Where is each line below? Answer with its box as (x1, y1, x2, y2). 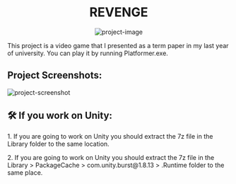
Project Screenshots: (7, 69, 102, 81)
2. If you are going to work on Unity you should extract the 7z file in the (7, 153, 215, 161)
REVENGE (89, 4, 148, 21)
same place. (7, 168, 43, 177)
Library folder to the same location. (7, 139, 110, 148)
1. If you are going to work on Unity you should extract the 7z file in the (7, 132, 213, 140)
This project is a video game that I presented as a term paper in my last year (7, 41, 229, 50)
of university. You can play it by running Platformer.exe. (7, 49, 168, 57)
